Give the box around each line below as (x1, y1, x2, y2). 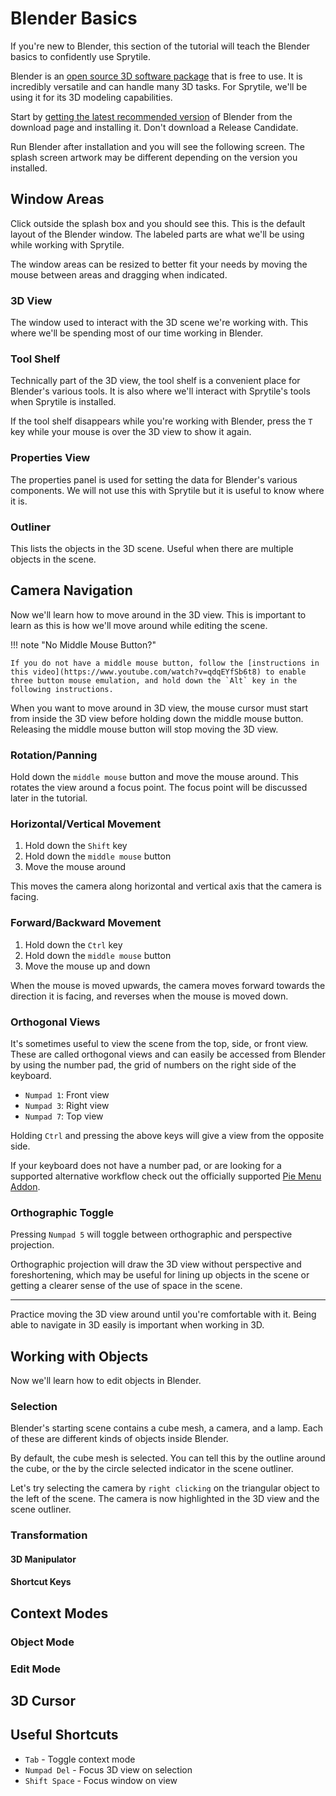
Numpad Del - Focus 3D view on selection (24, 1763, 193, 1776)
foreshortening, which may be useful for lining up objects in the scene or (10, 1269, 310, 1281)
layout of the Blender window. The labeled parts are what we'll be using (10, 228, 305, 240)
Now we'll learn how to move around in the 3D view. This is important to (10, 608, 307, 621)
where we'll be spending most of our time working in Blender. (10, 327, 263, 339)
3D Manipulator (10, 1553, 77, 1565)
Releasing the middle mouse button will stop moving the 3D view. (10, 723, 279, 735)
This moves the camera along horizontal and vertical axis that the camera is (10, 880, 322, 892)
